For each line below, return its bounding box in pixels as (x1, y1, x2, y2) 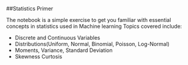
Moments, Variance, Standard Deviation (14, 47, 113, 54)
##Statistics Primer (6, 5, 54, 12)
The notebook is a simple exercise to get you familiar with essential (6, 17, 171, 23)
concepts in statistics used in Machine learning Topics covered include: (6, 23, 182, 30)
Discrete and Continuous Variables (14, 34, 100, 41)
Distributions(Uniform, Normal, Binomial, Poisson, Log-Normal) (14, 41, 170, 47)
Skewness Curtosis (14, 53, 63, 60)
